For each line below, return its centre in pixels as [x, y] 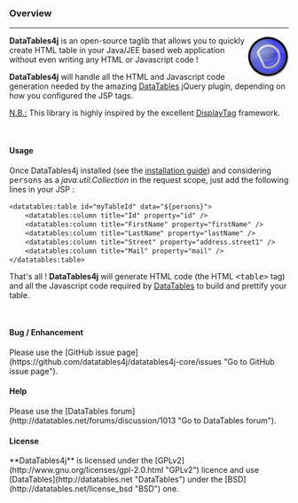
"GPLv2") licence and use [212, 470]
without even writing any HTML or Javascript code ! [104, 59]
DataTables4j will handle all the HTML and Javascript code [117, 77]
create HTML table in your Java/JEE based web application [117, 51]
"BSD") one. [157, 489]
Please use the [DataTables [59, 411]
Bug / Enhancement [47, 333]
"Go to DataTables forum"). [227, 420]
